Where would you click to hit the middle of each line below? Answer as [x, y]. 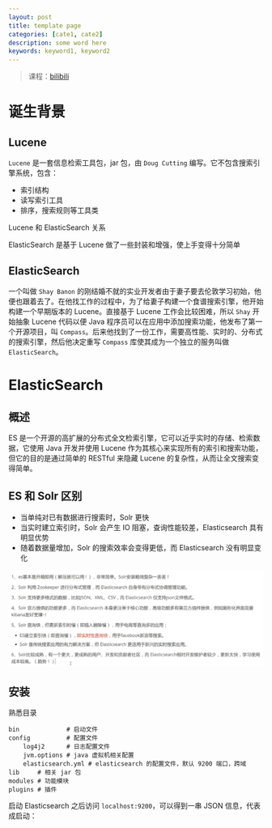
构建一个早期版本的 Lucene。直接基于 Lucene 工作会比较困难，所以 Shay [130, 311]
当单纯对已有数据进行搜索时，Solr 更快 [85, 517]
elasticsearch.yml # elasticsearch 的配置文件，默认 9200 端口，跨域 [135, 764]
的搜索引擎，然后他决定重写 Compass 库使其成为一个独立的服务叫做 [119, 342]
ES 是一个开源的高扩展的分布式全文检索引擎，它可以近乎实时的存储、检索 [131, 438]
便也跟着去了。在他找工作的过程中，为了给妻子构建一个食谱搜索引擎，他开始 [136, 301]
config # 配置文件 [53, 738]
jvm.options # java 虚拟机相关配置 [79, 755]
